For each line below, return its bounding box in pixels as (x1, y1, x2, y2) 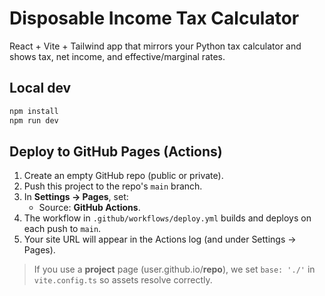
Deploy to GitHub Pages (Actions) (9, 143, 223, 160)
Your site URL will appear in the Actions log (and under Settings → (23, 233, 297, 246)
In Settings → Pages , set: (23, 191, 129, 203)
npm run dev (9, 115, 59, 126)
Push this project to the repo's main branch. (23, 180, 203, 192)
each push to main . (23, 223, 102, 235)
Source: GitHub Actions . (38, 202, 141, 214)
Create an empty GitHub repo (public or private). (23, 170, 224, 182)
